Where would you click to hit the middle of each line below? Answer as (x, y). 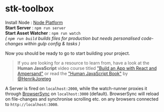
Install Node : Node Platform (34, 22)
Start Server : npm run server (36, 27)
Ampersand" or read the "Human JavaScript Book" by (73, 73)
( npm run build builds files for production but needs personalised (73, 38)
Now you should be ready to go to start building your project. (68, 53)
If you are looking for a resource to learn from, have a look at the (83, 63)
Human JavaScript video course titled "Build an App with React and (87, 68)
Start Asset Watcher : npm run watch (43, 33)
